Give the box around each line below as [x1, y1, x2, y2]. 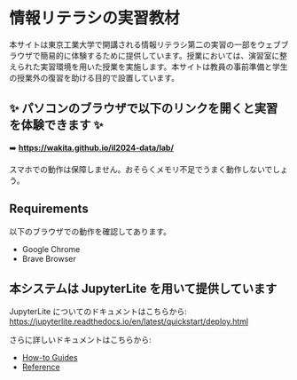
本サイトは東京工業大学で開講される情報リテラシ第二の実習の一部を [9, 39, 258, 50]
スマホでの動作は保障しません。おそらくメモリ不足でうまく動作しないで [9, 163, 273, 174]
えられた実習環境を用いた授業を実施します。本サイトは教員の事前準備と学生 [9, 61, 288, 72]
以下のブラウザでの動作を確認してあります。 [9, 226, 171, 236]
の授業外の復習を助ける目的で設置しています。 [9, 72, 180, 83]
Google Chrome [21, 243, 81, 254]
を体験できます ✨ [9, 117, 104, 133]
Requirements [9, 202, 89, 217]
